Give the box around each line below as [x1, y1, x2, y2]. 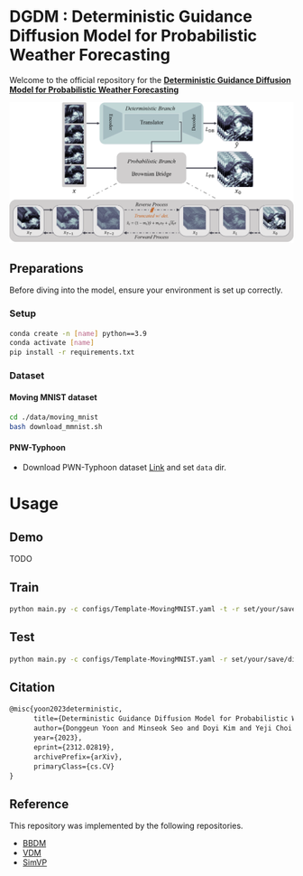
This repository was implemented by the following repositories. [9, 820, 243, 832]
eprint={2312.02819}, [32, 742, 115, 751]
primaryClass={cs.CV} [32, 761, 115, 771]
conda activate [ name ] [9, 339, 95, 348]
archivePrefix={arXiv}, [32, 752, 124, 761]
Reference [9, 797, 69, 812]
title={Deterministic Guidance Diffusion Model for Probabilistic [32, 714, 289, 723]
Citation [9, 680, 56, 695]
